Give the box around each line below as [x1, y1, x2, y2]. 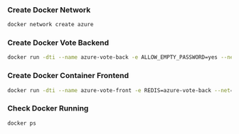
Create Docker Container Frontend [7, 71, 129, 81]
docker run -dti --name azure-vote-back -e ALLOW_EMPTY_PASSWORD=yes [7, 54, 218, 61]
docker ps [7, 119, 37, 127]
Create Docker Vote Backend [7, 38, 110, 48]
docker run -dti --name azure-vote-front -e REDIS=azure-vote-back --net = [7, 86, 234, 94]
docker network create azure [7, 21, 94, 28]
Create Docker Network [7, 5, 91, 15]
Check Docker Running [7, 104, 89, 113]
